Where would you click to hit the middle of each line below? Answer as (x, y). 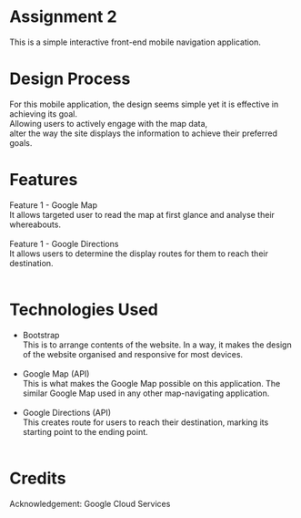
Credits (38, 478)
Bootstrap (41, 335)
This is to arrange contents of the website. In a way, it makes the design (157, 345)
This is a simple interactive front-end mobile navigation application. (135, 42)
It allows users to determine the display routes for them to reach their (139, 254)
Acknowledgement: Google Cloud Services (90, 503)
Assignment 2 (63, 17)
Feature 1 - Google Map (54, 205)
